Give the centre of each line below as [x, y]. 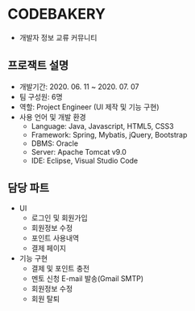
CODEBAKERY [57, 14]
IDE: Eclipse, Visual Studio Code [85, 160]
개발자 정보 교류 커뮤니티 [58, 37]
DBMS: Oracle [54, 143]
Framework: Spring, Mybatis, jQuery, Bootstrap [109, 134]
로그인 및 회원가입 [59, 217]
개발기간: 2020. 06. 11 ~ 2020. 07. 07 [79, 87]
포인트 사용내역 [55, 238]
